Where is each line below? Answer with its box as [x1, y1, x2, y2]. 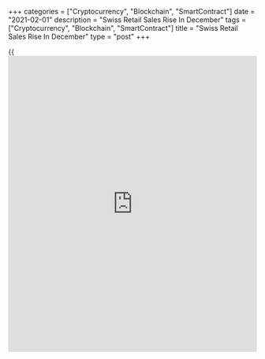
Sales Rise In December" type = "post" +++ [8, 32, 151, 41]
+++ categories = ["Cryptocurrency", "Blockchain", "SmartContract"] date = [8, 7, 256, 16]
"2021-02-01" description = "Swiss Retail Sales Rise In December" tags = [8, 15, 247, 24]
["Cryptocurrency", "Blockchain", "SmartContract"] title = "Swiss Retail [8, 24, 238, 32]
